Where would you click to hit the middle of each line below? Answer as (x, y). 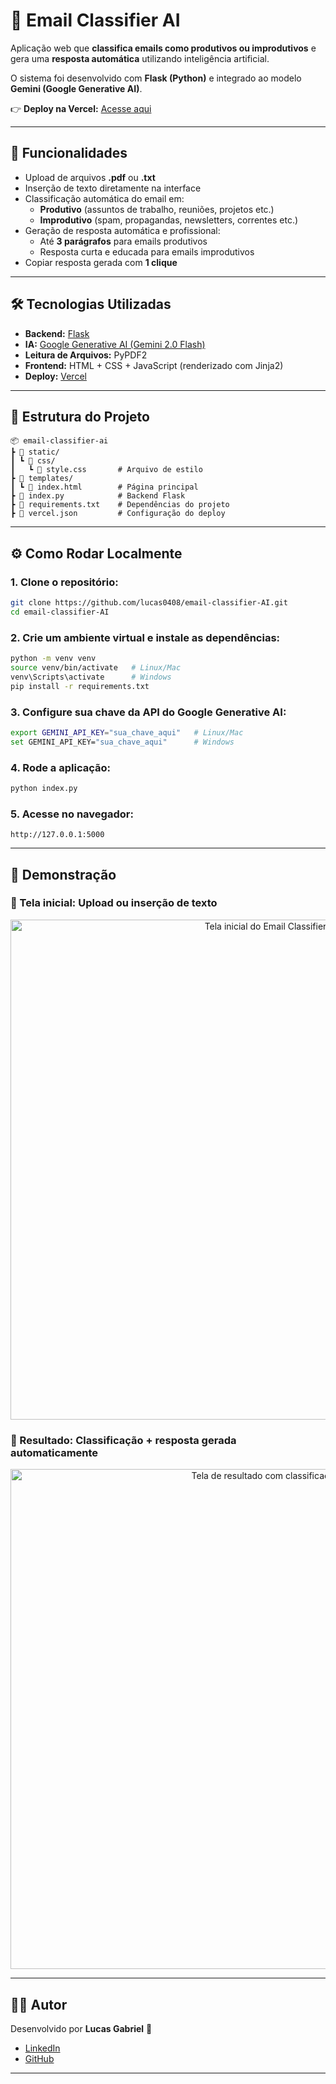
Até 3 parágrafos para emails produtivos (123, 241)
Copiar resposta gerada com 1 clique (101, 262)
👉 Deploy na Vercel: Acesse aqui (81, 108)
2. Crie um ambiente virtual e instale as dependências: (145, 637)
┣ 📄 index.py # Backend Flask (98, 496)
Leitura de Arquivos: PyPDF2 (86, 355)
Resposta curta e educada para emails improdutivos (147, 251)
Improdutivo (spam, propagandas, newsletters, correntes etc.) (169, 220)
